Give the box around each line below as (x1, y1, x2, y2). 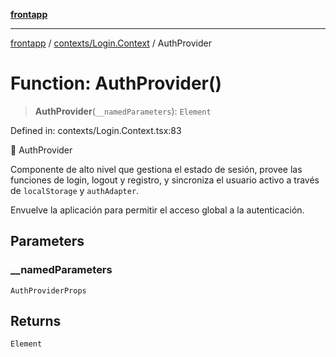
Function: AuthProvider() (10, 72, 223, 95)
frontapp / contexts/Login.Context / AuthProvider (10, 37, 212, 49)
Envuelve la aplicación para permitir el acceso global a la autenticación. (10, 204, 305, 216)
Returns (10, 313, 62, 330)
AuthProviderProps (10, 285, 87, 296)
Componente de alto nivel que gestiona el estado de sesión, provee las (10, 163, 303, 175)
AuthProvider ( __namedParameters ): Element (34, 105, 212, 117)
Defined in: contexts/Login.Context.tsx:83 (10, 124, 182, 136)
